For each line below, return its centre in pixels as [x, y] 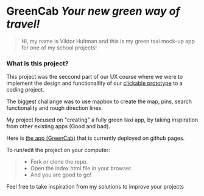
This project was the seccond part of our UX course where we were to [95, 77]
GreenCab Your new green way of [93, 11]
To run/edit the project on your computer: [58, 150]
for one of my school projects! [59, 48]
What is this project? [37, 64]
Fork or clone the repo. [59, 162]
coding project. [25, 90]
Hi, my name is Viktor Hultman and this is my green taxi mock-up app [108, 41]
